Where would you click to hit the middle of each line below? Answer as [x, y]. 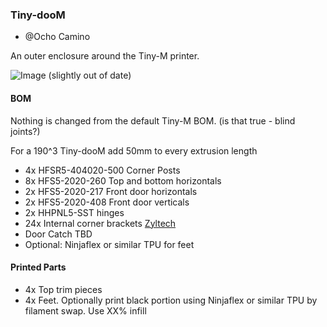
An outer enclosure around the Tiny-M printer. [105, 56]
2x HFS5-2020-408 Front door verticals [107, 202]
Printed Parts [38, 267]
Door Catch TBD [58, 234]
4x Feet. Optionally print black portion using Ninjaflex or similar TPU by [171, 300]
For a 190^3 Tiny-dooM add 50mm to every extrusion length [134, 150]
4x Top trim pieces [63, 289]
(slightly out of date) [90, 75]
